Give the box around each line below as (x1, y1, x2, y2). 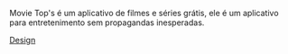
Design (9, 35, 36, 45)
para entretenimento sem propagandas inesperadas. (9, 17, 205, 28)
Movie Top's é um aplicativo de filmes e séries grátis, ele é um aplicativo (9, 8, 279, 18)
